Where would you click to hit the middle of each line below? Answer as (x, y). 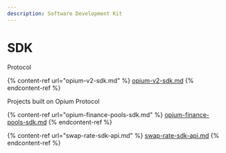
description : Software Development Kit (65, 13)
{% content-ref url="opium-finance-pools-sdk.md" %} (85, 114)
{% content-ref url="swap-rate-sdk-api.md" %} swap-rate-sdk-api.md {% (113, 135)
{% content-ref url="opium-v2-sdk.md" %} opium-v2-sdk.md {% (101, 80)
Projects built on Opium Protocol (53, 101)
